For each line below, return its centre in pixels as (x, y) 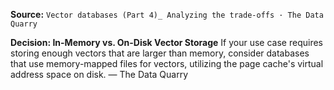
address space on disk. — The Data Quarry (99, 74)
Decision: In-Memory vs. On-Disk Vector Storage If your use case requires (166, 42)
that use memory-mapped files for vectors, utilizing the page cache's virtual (167, 63)
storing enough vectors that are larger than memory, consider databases (160, 53)
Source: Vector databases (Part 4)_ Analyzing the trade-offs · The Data (167, 14)
